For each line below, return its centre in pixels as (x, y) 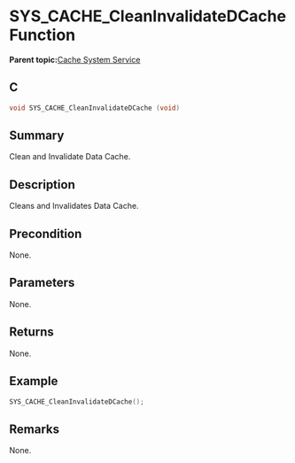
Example (34, 381)
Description (42, 185)
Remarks (35, 429)
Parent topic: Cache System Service (75, 59)
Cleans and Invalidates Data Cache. (74, 206)
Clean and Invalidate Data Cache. (70, 157)
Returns (32, 332)
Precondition (46, 233)
